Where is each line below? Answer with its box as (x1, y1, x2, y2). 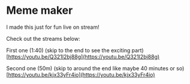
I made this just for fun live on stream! (6, 23, 100, 31)
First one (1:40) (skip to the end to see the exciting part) (6, 46, 144, 54)
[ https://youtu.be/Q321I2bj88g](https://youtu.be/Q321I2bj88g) (6, 53, 160, 60)
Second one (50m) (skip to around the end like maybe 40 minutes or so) (6, 64, 185, 72)
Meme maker (6, 4, 73, 17)
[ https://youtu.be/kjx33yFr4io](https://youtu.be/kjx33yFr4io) (6, 71, 155, 78)
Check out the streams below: (6, 35, 80, 42)
